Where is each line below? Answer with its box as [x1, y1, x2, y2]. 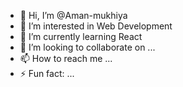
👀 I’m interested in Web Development [19, 20, 173, 32]
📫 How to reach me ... [19, 53, 113, 64]
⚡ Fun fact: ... [19, 68, 75, 79]
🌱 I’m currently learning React [19, 31, 143, 42]
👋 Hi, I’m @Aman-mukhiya [19, 10, 128, 21]
